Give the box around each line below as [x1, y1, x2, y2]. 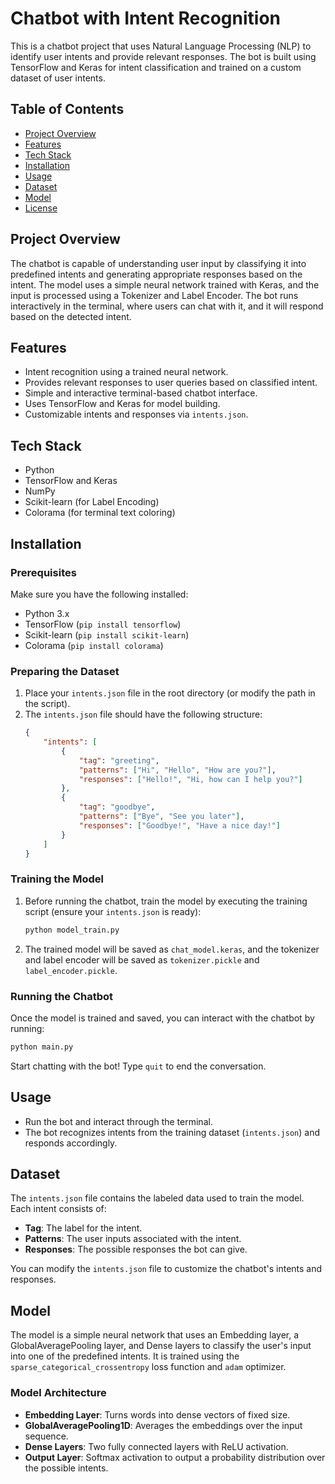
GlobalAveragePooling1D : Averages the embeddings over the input [24, 1419, 303, 1431]
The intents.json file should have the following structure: [24, 708, 263, 721]
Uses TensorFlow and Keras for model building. [24, 398, 221, 410]
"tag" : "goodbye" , [78, 802, 156, 812]
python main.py [10, 1042, 74, 1052]
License [24, 202, 58, 214]
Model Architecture [10, 1386, 107, 1400]
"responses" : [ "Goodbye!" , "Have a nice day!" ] [78, 820, 281, 831]
